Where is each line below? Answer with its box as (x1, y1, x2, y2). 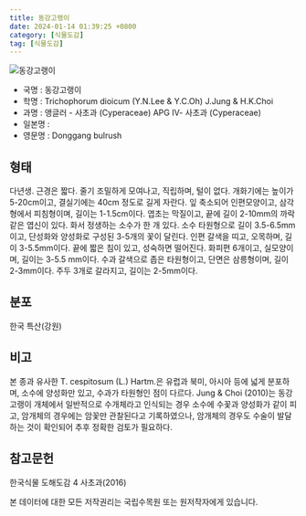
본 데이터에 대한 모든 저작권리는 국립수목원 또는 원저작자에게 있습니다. (9, 496, 259, 507)
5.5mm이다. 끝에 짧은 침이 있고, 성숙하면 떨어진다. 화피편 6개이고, (26, 243, 262, 254)
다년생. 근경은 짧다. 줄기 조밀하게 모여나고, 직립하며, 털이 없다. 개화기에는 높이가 (9, 185, 294, 196)
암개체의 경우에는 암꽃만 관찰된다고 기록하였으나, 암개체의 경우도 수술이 (21, 410, 276, 421)
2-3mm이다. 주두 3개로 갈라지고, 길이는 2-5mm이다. (9, 266, 198, 277)
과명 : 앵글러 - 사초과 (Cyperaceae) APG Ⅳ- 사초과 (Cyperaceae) (22, 107, 262, 119)
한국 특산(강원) (9, 321, 62, 332)
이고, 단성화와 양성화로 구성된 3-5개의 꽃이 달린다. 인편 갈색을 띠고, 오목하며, (9, 231, 283, 242)
